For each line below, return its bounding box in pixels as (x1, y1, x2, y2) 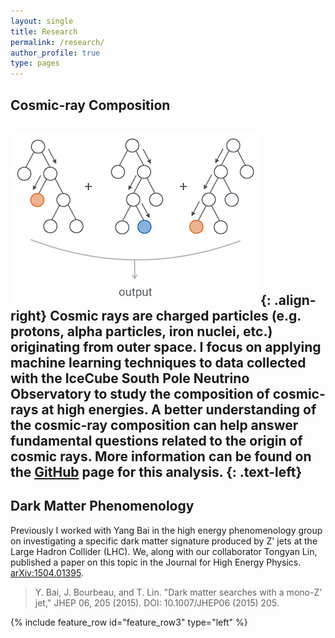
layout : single (10, 16, 74, 26)
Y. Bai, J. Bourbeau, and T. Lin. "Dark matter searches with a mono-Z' (34, 586, 323, 598)
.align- (273, 291, 317, 309)
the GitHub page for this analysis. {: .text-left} (10, 463, 303, 480)
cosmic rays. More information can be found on (10, 448, 312, 465)
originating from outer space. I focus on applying (10, 338, 322, 355)
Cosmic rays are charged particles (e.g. (49, 307, 302, 324)
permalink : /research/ (10, 37, 105, 47)
